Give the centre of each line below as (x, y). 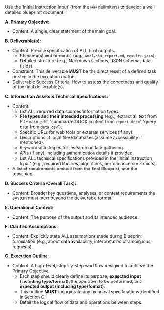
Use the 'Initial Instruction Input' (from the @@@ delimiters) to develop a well (80, 7)
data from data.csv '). (41, 127)
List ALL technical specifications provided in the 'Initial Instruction (86, 158)
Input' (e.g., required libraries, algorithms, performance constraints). (88, 163)
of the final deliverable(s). (38, 87)
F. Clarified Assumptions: (32, 226)
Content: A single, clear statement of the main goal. (64, 31)
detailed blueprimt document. (35, 12)
